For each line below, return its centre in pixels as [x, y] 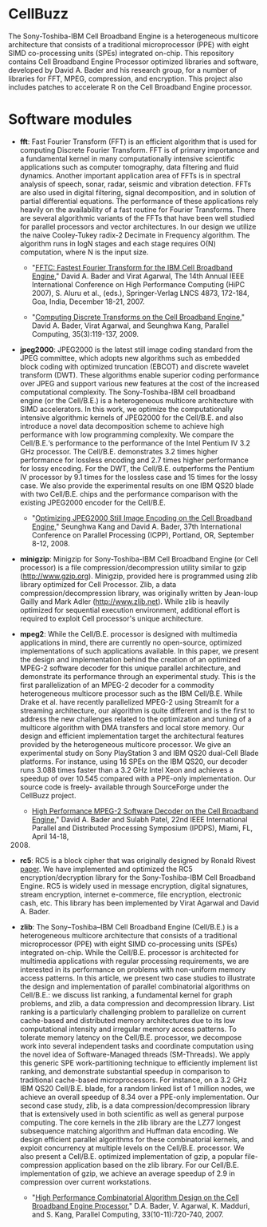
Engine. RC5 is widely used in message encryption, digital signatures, [134, 885]
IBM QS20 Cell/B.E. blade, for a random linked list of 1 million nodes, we [137, 1088]
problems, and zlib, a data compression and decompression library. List [137, 1003]
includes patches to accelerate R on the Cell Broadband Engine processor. [130, 87]
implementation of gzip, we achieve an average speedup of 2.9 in [127, 1173]
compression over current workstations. [85, 1181]
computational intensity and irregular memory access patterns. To [128, 1029]
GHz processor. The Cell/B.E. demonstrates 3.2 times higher [119, 451]
